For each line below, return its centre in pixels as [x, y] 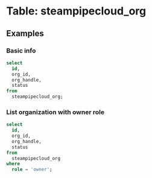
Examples [25, 33]
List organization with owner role [55, 112]
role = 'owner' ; [32, 170]
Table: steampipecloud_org [76, 11]
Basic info [21, 51]
